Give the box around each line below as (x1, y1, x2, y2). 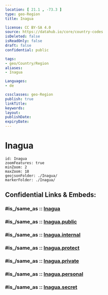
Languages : (5, 79, 27, 84)
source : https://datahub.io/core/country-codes (5, 30, 104, 35)
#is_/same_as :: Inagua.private (5, 258, 79, 264)
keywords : (5, 106, 25, 111)
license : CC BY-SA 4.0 (5, 25, 51, 30)
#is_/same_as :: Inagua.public (5, 219, 77, 225)
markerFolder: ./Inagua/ (5, 177, 55, 183)
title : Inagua (5, 16, 34, 21)
